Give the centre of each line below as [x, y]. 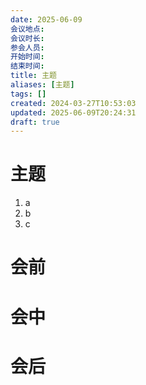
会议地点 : [27, 29]
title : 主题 [33, 76]
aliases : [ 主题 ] [42, 85]
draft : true [35, 122]
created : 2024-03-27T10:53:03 [73, 103]
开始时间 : [27, 57]
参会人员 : [27, 47]
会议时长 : [27, 38]
